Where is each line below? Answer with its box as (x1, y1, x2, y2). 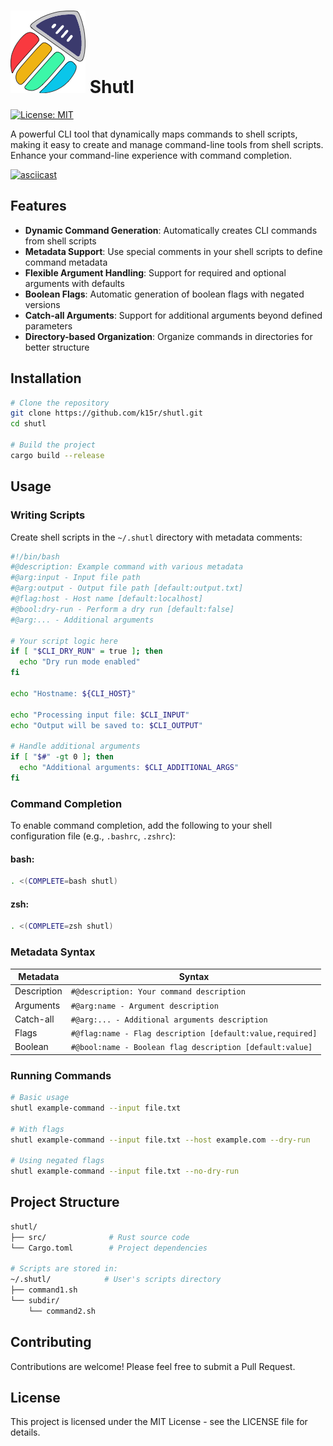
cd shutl (10, 419, 47, 429)
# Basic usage (10, 1093, 70, 1103)
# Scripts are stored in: (10, 1264, 118, 1274)
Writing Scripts (10, 508, 86, 522)
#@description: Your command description (70, 987, 246, 997)
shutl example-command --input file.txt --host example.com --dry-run (10, 1135, 311, 1145)
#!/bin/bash (10, 551, 60, 562)
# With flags (10, 1124, 65, 1134)
